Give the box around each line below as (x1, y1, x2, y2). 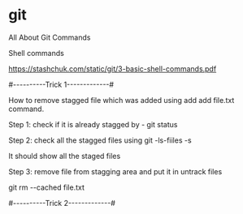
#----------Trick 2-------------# (8, 198, 116, 208)
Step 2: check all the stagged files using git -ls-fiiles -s (8, 135, 193, 145)
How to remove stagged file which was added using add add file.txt (8, 95, 235, 105)
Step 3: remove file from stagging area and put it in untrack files (8, 166, 223, 176)
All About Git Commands (8, 32, 91, 42)
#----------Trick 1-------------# (8, 79, 115, 89)
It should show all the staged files (8, 151, 121, 160)
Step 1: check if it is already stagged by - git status (8, 119, 178, 129)
